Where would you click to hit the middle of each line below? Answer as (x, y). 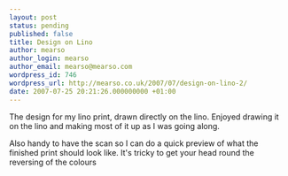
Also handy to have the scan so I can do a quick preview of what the (134, 143)
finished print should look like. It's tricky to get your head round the (132, 152)
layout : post (33, 17)
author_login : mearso (49, 58)
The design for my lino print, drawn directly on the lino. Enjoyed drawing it (144, 117)
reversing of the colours (53, 162)
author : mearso (37, 50)
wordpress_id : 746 (43, 75)
